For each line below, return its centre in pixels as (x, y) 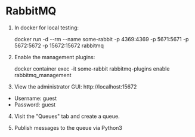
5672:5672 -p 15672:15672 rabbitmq (59, 45)
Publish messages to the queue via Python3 (68, 127)
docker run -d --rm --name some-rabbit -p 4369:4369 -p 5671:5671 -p (101, 39)
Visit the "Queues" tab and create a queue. (67, 116)
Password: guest (35, 104)
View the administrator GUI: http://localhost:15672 (75, 86)
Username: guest (35, 98)
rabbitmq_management (43, 75)
